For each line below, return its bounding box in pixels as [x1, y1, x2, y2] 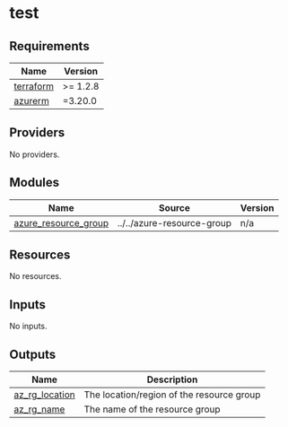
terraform [13, 80, 55, 92]
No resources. [9, 271, 62, 282]
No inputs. [9, 321, 48, 332]
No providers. [9, 149, 60, 160]
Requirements [9, 39, 90, 54]
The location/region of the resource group [83, 388, 261, 401]
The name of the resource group [83, 403, 222, 415]
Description [146, 373, 198, 386]
